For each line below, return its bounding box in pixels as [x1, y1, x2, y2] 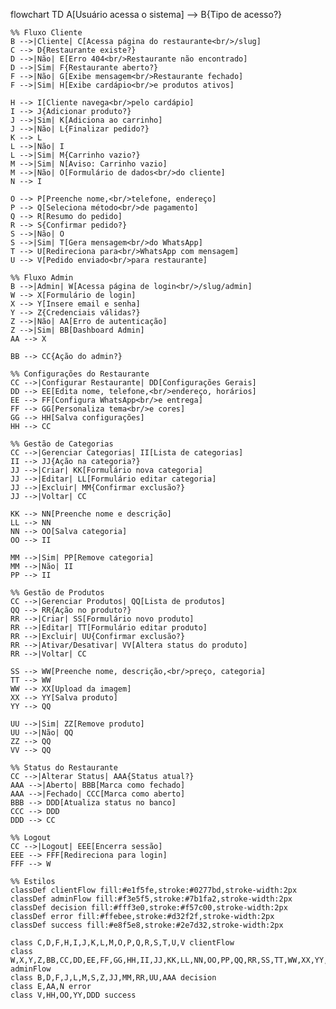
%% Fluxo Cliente [10, 28, 83, 38]
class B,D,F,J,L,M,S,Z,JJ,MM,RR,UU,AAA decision [10, 973, 217, 983]
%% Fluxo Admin [10, 273, 74, 283]
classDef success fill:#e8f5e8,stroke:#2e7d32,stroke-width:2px [10, 920, 284, 930]
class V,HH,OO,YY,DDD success [10, 990, 137, 1000]
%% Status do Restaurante [10, 763, 118, 773]
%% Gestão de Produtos [10, 588, 105, 598]
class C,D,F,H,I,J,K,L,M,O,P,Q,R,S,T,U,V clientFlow [10, 938, 235, 948]
